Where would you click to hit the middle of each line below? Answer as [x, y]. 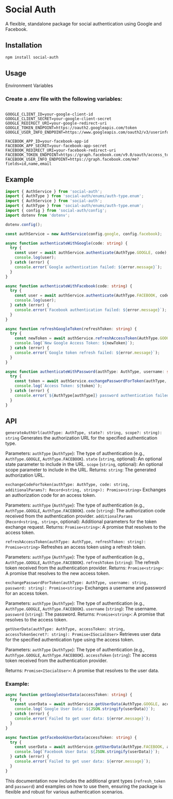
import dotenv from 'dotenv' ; [38, 215]
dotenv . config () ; [24, 224]
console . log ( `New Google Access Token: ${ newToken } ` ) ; [75, 343]
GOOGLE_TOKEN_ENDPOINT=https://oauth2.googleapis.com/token [71, 128]
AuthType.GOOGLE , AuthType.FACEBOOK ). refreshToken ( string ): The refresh [82, 563]
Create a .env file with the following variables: [64, 99]
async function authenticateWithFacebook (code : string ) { [69, 286]
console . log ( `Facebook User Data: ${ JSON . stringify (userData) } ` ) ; [87, 752]
